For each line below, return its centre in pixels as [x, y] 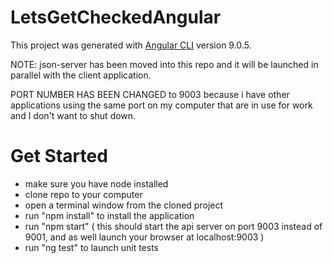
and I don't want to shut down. [73, 115]
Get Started [59, 156]
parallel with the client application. [81, 75]
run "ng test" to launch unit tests [91, 247]
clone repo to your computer [83, 194]
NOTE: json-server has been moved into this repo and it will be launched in [164, 64]
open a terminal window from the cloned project [124, 205]
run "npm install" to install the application [109, 215]
